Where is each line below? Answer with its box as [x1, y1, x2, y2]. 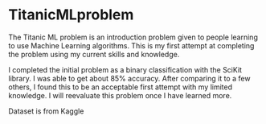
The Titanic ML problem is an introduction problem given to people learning [8, 32, 259, 42]
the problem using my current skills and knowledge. [8, 49, 180, 59]
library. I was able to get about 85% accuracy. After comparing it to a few [8, 73, 251, 83]
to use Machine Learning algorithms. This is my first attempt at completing [8, 40, 255, 50]
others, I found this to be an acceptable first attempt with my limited [8, 82, 233, 92]
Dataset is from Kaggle [8, 106, 84, 116]
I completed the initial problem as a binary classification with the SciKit [8, 64, 243, 74]
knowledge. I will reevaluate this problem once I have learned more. [8, 90, 232, 100]
